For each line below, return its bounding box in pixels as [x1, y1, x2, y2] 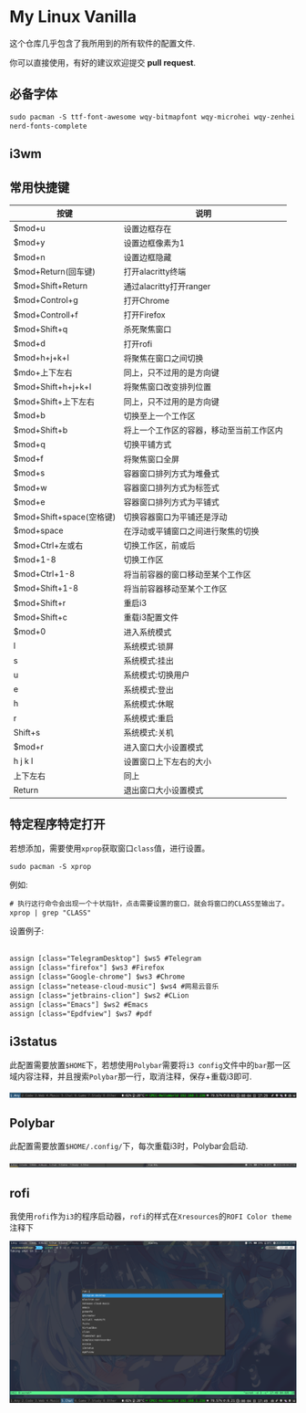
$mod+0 [13, 626, 46, 637]
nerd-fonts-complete [9, 121, 88, 131]
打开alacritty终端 [123, 267, 187, 277]
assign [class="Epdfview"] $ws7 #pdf [9, 1009, 153, 1019]
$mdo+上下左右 [13, 367, 73, 378]
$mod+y [13, 237, 46, 248]
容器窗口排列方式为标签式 [123, 482, 220, 494]
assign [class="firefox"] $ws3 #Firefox [9, 963, 166, 972]
